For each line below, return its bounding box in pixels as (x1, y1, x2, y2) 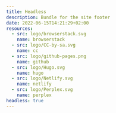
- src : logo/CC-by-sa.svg (11, 42, 76, 48)
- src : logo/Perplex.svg (11, 87, 73, 93)
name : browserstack (17, 36, 65, 42)
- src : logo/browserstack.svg (11, 31, 86, 37)
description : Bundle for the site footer (6, 14, 111, 20)
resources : (6, 25, 33, 32)
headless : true (6, 97, 44, 103)
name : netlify (17, 81, 52, 87)
